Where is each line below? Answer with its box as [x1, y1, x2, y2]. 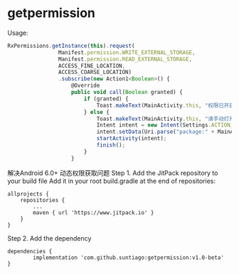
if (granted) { [83, 95, 129, 102]
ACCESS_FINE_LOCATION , [58, 62, 126, 69]
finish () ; [96, 142, 126, 149]
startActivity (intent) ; [96, 135, 167, 142]
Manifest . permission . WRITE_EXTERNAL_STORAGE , [58, 48, 196, 56]
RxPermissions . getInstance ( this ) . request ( [7, 42, 135, 49]
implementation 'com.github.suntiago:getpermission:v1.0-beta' [33, 254, 224, 261]
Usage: [7, 28, 28, 37]
